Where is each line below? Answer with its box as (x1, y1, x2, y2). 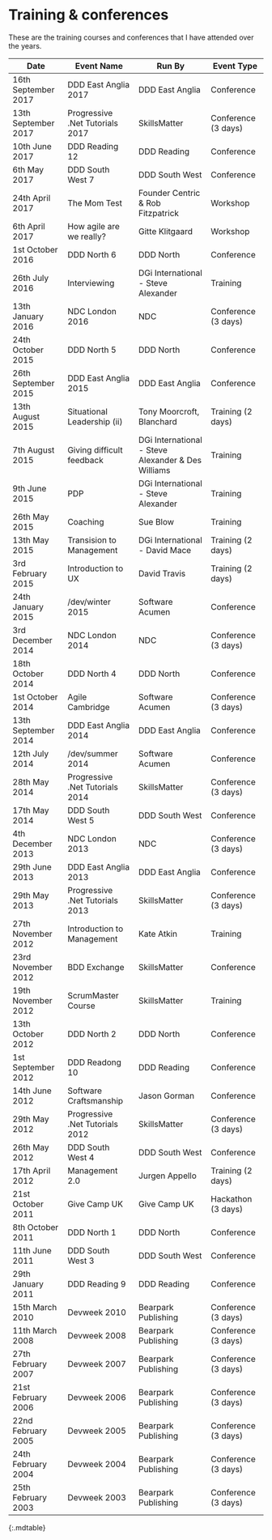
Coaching (67, 516, 104, 527)
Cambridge (67, 701, 111, 713)
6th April (12, 220, 46, 232)
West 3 (67, 1255, 95, 1266)
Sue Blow (138, 516, 175, 527)
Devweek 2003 (67, 1491, 127, 1503)
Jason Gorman (138, 1090, 195, 1101)
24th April (12, 192, 51, 203)
